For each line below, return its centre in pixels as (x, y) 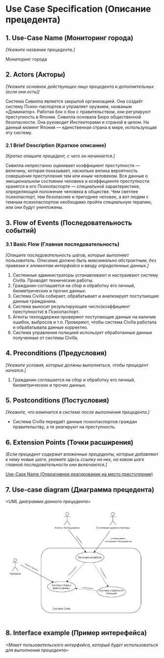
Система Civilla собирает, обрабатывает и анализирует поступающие (86, 296)
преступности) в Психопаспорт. (46, 312)
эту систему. (19, 132)
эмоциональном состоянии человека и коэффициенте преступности (78, 181)
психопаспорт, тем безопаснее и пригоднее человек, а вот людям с (77, 197)
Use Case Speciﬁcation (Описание (78, 9)
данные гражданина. (35, 301)
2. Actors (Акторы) (35, 74)
